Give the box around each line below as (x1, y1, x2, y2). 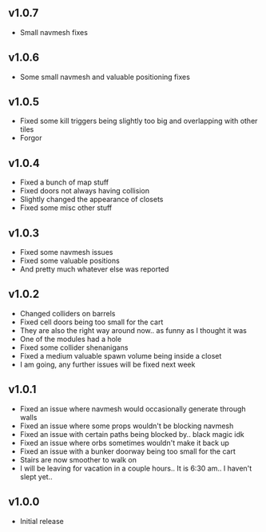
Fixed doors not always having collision (19, 186, 150, 196)
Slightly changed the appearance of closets (19, 195, 164, 204)
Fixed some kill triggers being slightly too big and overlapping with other (19, 116, 258, 126)
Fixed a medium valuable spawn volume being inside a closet (19, 351, 222, 360)
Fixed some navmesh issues (19, 248, 113, 257)
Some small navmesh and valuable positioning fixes (19, 72, 190, 81)
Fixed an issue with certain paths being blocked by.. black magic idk (19, 429, 245, 439)
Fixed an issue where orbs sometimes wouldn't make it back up (19, 438, 230, 447)
